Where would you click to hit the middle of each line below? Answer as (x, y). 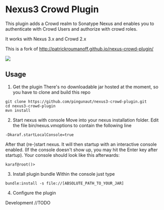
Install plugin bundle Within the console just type (64, 174)
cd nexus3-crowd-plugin (31, 106)
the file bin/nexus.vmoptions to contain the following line (72, 125)
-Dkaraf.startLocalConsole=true (39, 135)
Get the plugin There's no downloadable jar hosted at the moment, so (86, 87)
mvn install (18, 110)
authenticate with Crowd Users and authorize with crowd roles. (71, 29)
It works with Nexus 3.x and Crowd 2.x (46, 39)
